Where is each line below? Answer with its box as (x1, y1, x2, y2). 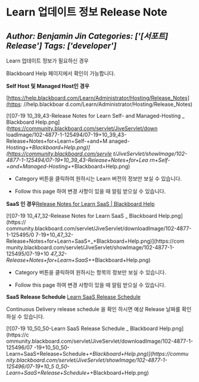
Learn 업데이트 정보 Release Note (6, 5, 168, 19)
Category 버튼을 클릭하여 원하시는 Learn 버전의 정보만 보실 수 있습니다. (14, 175, 182, 182)
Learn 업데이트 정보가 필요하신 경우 (6, 57, 89, 64)
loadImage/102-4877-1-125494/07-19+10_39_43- (6, 131, 127, 138)
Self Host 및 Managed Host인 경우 (6, 83, 90, 89)
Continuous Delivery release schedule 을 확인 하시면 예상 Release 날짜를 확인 (6, 306, 192, 312)
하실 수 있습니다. (6, 313, 45, 320)
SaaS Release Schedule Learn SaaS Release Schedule (6, 293, 141, 300)
